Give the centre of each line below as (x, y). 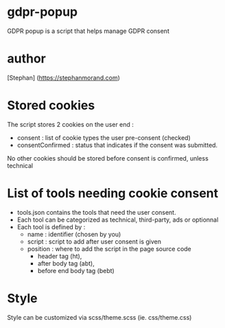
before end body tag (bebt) (76, 270)
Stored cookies (51, 105)
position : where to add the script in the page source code (109, 248)
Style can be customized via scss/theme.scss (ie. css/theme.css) (99, 317)
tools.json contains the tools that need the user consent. (96, 212)
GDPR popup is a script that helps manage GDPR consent (88, 31)
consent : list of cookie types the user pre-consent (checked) (104, 137)
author (27, 59)
